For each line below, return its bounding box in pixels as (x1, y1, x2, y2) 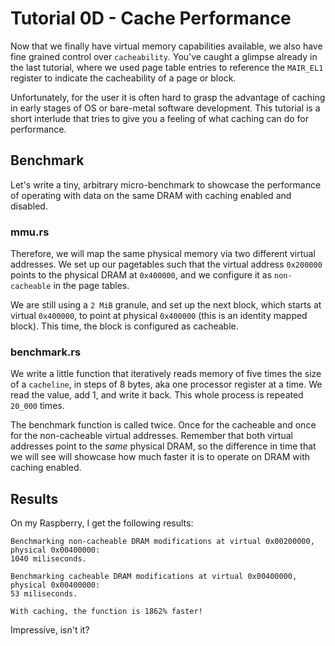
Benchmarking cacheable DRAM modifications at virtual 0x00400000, (10, 572, 298, 582)
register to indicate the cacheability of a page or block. (10, 72, 237, 84)
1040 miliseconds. (10, 554, 87, 564)
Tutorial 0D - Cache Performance (10, 7, 292, 30)
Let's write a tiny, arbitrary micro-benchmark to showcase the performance (10, 178, 322, 191)
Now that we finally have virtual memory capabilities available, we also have (10, 40, 323, 52)
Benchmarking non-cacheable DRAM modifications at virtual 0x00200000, (10, 537, 315, 547)
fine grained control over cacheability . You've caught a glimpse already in (10, 50, 318, 62)
